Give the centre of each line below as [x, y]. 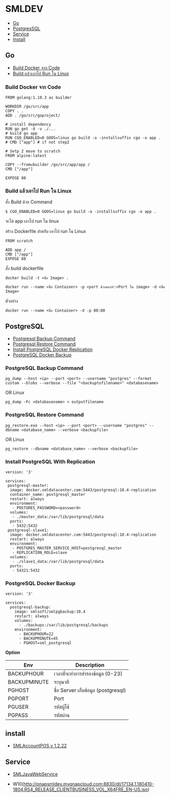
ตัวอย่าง [12, 301]
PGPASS [18, 715]
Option [13, 652]
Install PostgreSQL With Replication [50, 461]
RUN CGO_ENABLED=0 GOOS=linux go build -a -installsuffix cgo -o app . [83, 138]
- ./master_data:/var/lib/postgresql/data [58, 517]
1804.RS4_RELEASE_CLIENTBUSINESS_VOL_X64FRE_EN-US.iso [80, 789]
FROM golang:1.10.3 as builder [39, 98]
